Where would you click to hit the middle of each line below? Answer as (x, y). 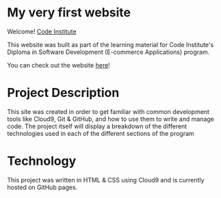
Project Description (63, 93)
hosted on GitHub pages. (42, 187)
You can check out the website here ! (59, 65)
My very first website (69, 13)
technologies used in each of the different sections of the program (101, 133)
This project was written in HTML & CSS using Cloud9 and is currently (106, 180)
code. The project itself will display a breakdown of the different (97, 126)
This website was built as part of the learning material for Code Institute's (110, 44)
